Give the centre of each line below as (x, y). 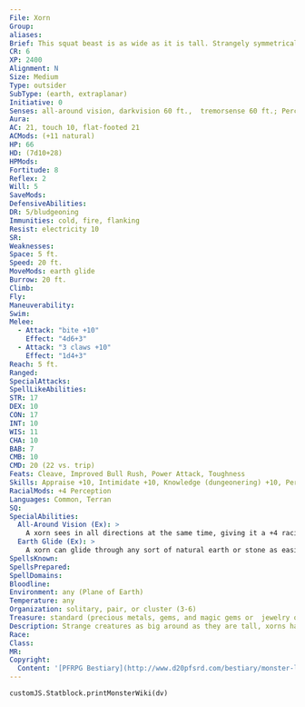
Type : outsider (38, 85)
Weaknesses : (32, 246)
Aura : (20, 119)
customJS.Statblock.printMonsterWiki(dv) (89, 693)
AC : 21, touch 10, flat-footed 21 (75, 128)
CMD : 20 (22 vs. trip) (52, 466)
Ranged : (24, 373)
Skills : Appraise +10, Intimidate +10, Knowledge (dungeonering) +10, (146, 483)
